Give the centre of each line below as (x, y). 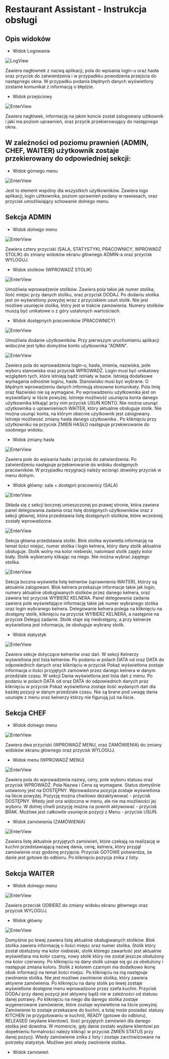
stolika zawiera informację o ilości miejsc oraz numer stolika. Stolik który (80, 946)
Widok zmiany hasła (33, 440)
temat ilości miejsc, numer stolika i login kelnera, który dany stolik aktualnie (83, 546)
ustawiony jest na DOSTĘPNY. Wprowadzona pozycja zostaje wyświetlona (83, 791)
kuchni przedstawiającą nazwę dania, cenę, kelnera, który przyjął (73, 847)
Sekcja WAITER (30, 873)
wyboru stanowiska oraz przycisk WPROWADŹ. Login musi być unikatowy (82, 370)
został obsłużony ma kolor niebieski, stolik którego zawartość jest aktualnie (83, 951)
